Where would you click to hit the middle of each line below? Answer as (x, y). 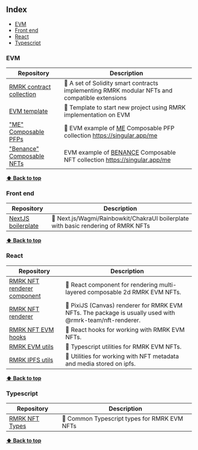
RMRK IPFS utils (31, 360)
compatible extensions (95, 98)
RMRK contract (30, 87)
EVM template (29, 111)
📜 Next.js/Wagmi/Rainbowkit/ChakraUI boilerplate (120, 219)
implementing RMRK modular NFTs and (118, 91)
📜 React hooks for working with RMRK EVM (125, 330)
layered (76, 292)
